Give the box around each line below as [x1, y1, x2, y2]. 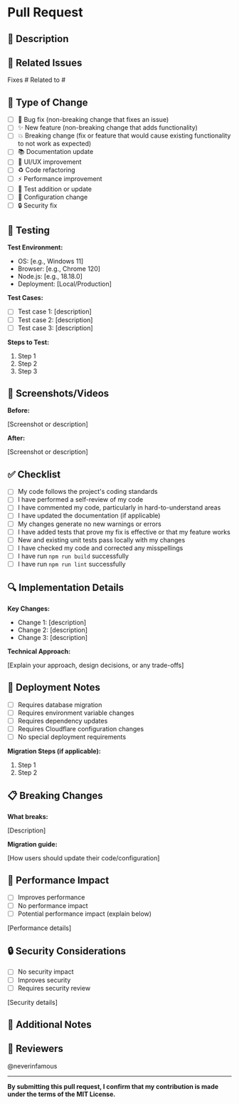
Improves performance [17, 893, 85, 902]
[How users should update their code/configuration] [7, 853, 160, 862]
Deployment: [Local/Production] [17, 279, 112, 289]
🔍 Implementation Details [7, 582, 124, 594]
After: [7, 434, 26, 443]
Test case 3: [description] [17, 324, 94, 332]
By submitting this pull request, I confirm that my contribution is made [7, 1082, 219, 1090]
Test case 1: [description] [17, 307, 92, 316]
